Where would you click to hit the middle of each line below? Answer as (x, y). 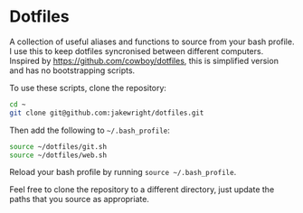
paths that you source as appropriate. (79, 199)
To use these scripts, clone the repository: (88, 88)
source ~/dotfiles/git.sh (58, 146)
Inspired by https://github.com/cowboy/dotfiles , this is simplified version (144, 60)
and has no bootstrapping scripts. (72, 70)
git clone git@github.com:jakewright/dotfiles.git (107, 113)
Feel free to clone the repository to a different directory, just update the (142, 190)
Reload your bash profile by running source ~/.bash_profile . (123, 172)
